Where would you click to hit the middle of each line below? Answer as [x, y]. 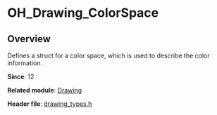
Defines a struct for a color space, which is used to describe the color [108, 55]
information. [25, 63]
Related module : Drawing [45, 90]
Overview [29, 39]
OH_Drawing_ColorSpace [83, 13]
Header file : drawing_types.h [50, 104]
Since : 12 [21, 76]
